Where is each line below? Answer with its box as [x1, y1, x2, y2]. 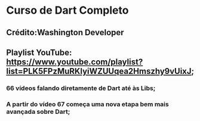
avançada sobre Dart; [6, 107, 70, 116]
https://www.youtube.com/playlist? [6, 57, 143, 67]
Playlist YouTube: [6, 47, 72, 57]
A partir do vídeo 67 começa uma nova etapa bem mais [6, 100, 169, 108]
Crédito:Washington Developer [6, 27, 124, 38]
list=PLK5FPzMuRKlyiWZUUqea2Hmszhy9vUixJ [6, 66, 192, 76]
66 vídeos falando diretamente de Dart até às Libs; [6, 84, 156, 92]
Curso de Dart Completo [6, 4, 129, 17]
